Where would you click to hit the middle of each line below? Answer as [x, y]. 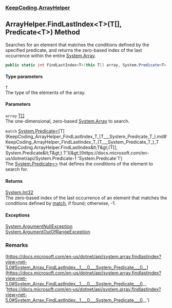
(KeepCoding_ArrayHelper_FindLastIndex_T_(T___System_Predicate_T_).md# [86, 137]
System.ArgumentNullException [39, 226]
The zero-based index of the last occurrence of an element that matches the [86, 198]
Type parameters [24, 76]
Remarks [17, 245]
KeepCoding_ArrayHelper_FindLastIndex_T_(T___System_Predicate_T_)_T [82, 142]
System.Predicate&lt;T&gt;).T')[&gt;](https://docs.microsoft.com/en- [77, 153]
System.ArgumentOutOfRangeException [48, 232]
